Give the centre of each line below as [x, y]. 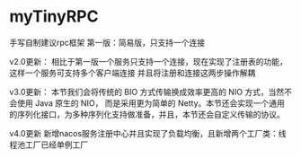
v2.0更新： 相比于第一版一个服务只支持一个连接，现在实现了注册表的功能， [148, 61]
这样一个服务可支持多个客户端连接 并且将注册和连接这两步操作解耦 [133, 73]
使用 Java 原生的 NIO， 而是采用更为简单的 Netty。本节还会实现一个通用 [151, 103]
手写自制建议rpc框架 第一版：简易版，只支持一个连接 [107, 42]
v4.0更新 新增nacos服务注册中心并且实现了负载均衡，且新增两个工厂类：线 [148, 133]
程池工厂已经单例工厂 [49, 145]
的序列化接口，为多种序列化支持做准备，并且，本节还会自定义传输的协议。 [147, 114]
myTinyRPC [54, 17]
